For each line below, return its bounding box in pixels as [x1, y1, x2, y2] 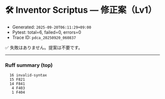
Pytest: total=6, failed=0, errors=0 [12, 29, 82, 35]
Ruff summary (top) [5, 62, 53, 69]
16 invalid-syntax [9, 73, 48, 78]
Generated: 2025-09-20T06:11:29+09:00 [12, 24, 92, 30]
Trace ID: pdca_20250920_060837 [12, 34, 76, 40]
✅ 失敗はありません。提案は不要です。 [5, 45, 82, 50]
